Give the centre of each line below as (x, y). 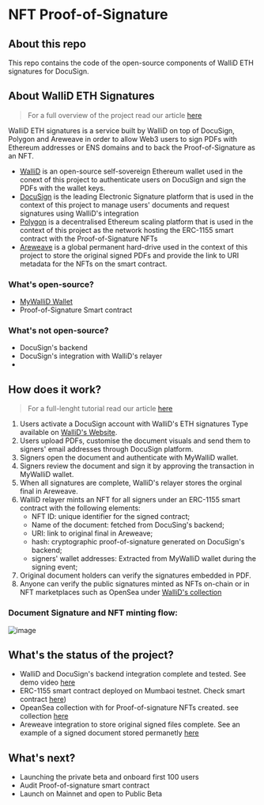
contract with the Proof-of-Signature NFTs (89, 238)
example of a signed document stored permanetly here (109, 733)
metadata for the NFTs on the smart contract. (93, 264)
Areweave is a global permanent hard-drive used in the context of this (134, 246)
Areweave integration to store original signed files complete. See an (130, 725)
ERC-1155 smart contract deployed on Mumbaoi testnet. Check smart (132, 691)
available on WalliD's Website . (68, 433)
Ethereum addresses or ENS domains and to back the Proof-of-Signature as (132, 147)
